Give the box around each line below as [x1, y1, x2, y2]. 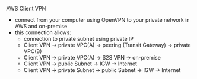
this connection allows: [14, 29, 71, 36]
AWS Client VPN [6, 5, 46, 12]
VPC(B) [23, 48, 42, 55]
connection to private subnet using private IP [23, 35, 134, 42]
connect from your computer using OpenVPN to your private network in [14, 17, 190, 23]
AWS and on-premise [14, 23, 68, 29]
